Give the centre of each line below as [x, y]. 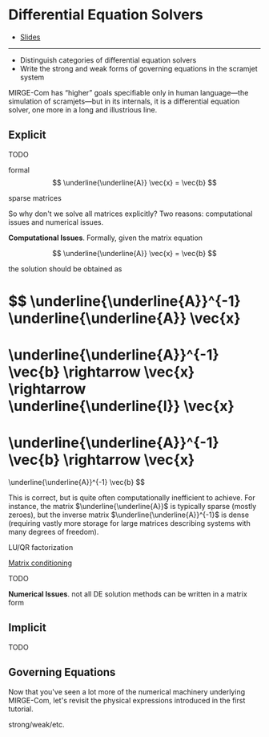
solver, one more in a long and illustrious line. [83, 109]
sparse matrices [35, 197]
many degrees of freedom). [54, 532]
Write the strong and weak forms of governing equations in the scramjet [139, 68]
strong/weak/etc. [37, 724]
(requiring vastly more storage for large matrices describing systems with [129, 523]
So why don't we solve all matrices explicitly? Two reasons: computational [130, 214]
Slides [30, 37]
